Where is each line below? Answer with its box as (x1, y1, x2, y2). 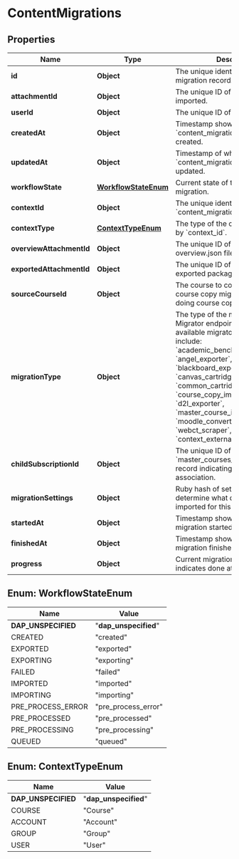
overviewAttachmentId (11, 244, 90, 254)
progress (11, 559, 43, 568)
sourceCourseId (11, 289, 67, 298)
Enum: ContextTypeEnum (7, 761, 123, 773)
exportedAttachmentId (11, 264, 90, 274)
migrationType (11, 372, 62, 382)
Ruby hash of (175, 484, 220, 494)
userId (11, 108, 33, 117)
